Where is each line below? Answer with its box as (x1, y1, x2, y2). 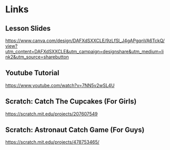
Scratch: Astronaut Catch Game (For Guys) (5, 125, 144, 134)
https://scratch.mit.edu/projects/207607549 (5, 111, 98, 117)
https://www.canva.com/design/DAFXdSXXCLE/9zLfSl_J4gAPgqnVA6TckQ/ (5, 37, 165, 44)
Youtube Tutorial (5, 69, 60, 77)
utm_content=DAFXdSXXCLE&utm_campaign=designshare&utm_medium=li (5, 49, 164, 54)
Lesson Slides (5, 24, 51, 33)
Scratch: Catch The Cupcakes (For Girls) (5, 97, 137, 106)
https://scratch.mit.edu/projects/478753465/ (5, 139, 100, 145)
